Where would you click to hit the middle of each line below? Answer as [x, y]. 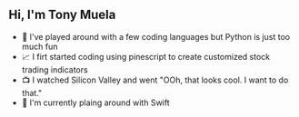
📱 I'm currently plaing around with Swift [95, 102]
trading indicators [55, 69]
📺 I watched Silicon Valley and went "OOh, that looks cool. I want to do [155, 80]
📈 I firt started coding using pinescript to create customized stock [146, 56]
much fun [40, 46]
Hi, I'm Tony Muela [62, 15]
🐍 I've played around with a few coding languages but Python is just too [156, 36]
